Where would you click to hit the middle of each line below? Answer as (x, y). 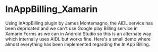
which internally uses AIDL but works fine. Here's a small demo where (78, 39)
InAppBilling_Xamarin (51, 9)
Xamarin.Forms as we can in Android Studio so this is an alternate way (78, 33)
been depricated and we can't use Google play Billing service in (71, 28)
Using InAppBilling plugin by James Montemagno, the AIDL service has (79, 23)
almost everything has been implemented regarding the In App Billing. (78, 44)
